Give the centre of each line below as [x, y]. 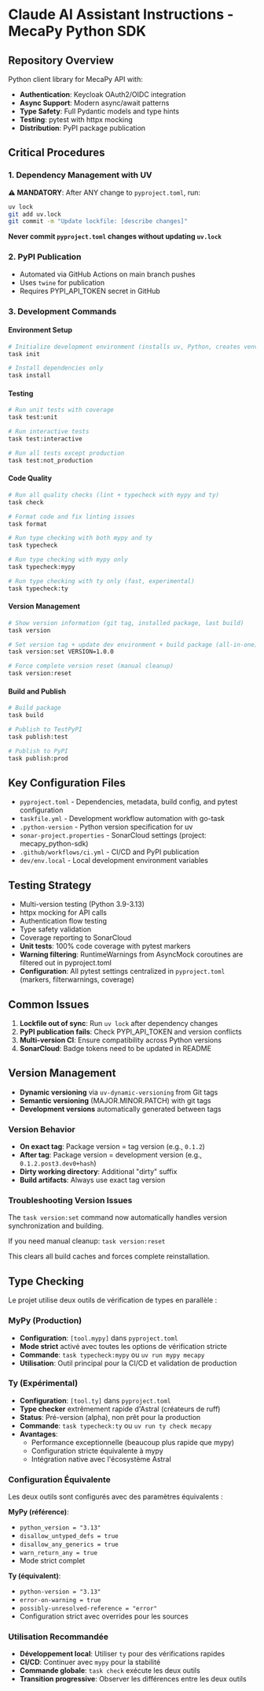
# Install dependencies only [56, 368]
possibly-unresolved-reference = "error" [88, 1609]
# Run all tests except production [66, 453]
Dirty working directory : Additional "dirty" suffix [98, 1172]
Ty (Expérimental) [43, 1383]
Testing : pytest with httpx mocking [76, 119]
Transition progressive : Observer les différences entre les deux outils [133, 1679]
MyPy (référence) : [38, 1512]
